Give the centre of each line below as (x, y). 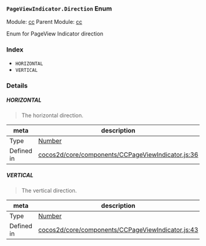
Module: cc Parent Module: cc (44, 22)
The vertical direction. (49, 191)
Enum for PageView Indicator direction (55, 34)
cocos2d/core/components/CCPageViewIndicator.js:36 (118, 155)
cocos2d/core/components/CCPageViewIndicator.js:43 (118, 230)
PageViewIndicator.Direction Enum (59, 9)
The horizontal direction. (52, 115)
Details (17, 85)
